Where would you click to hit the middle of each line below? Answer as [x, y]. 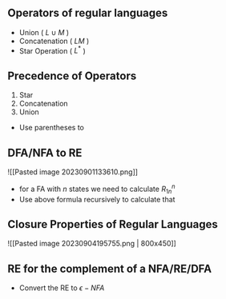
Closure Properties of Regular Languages [113, 224]
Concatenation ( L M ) [54, 41]
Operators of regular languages [88, 13]
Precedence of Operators [72, 76]
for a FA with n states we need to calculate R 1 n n [97, 189]
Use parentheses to [52, 128]
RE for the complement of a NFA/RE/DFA [110, 268]
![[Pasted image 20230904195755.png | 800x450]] [92, 244]
